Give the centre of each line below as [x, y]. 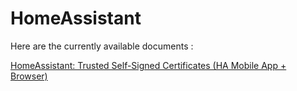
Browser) [29, 76]
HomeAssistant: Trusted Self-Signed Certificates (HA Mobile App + [148, 65]
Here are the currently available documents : [102, 46]
